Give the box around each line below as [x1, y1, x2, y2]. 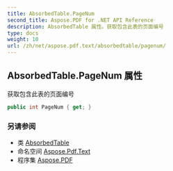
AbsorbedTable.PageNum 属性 [7, 70, 143, 82]
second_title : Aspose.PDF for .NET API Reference [7, 17, 154, 24]
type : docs [7, 29, 39, 37]
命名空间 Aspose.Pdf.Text [17, 147, 91, 155]
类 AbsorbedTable [17, 138, 69, 147]
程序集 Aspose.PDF [17, 156, 73, 164]
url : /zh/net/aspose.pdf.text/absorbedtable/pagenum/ [7, 42, 167, 49]
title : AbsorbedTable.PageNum [7, 10, 95, 17]
